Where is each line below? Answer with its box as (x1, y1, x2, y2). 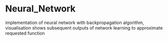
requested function (5, 30, 45, 36)
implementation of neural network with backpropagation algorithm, (5, 19, 144, 25)
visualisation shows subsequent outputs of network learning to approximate (5, 24, 163, 30)
